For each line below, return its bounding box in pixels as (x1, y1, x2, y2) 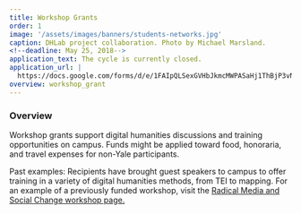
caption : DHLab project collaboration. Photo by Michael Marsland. (9, 38, 267, 47)
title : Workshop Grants (9, 13, 99, 22)
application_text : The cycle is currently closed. (9, 55, 202, 64)
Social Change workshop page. (9, 194, 125, 205)
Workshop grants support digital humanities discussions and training (9, 129, 262, 140)
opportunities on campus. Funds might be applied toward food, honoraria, (9, 139, 282, 150)
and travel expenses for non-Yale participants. (9, 149, 180, 159)
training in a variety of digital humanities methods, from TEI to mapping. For (9, 175, 288, 186)
